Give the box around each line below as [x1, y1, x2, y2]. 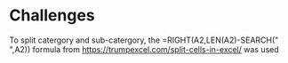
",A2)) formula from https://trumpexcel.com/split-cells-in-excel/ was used [9, 43, 280, 54]
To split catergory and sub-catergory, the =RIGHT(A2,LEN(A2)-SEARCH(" [9, 35, 279, 45]
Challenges [9, 5, 95, 26]
